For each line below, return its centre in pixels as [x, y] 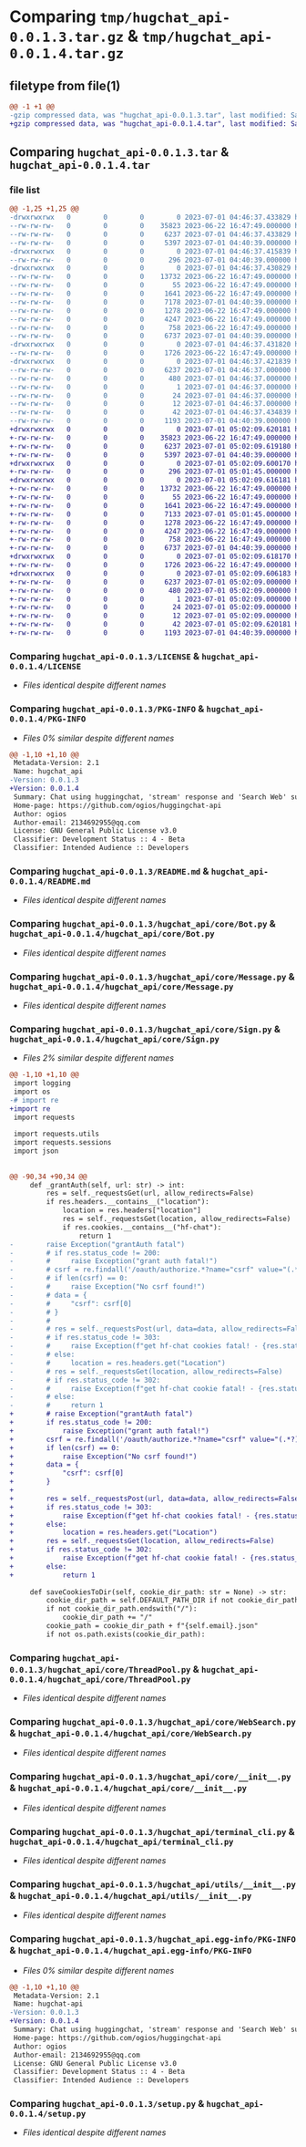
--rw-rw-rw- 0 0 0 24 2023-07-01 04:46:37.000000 [150, 395]
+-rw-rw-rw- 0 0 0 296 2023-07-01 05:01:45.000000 [150, 472]
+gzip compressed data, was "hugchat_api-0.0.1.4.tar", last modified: [148, 124]
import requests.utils [56, 1134]
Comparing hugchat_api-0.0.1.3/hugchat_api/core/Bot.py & [143, 924]
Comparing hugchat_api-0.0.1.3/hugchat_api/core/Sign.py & [145, 1029]
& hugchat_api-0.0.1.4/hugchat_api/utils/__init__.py [131, 1895]
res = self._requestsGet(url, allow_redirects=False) [150, 1193]
